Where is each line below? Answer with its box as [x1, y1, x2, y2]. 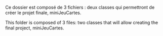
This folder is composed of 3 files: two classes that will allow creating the [5, 20, 158, 25]
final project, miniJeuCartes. [5, 25, 64, 31]
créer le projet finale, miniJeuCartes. [5, 10, 81, 16]
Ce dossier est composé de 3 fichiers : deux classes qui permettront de [5, 5, 155, 10]
